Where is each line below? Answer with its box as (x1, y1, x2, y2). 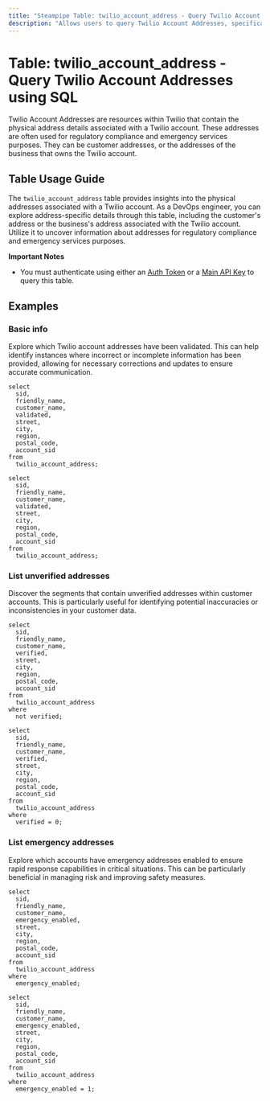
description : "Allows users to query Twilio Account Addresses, (8, 19, 228, 27)
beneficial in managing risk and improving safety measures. (8, 872, 207, 881)
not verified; (15, 713, 63, 721)
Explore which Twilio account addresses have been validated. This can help (8, 341, 260, 351)
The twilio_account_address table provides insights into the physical (8, 194, 235, 203)
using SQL (8, 88, 79, 106)
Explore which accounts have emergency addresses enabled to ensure (8, 855, 243, 865)
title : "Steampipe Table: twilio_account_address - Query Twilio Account (8, 11, 261, 20)
